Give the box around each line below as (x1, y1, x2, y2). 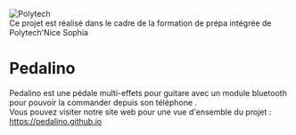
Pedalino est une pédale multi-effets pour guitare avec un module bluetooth (9, 87, 287, 98)
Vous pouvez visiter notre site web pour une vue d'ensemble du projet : (9, 107, 272, 117)
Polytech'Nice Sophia (9, 28, 89, 37)
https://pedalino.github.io (9, 115, 103, 126)
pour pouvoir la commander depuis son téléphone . (9, 97, 198, 107)
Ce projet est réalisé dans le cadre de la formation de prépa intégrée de (9, 18, 272, 28)
